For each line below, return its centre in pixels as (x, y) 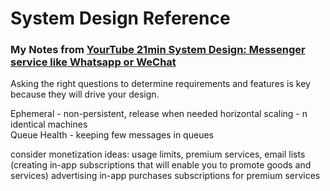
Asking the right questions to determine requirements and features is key (160, 84)
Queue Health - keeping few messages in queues (112, 135)
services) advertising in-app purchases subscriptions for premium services (165, 176)
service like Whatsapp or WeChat (93, 62)
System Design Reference (120, 18)
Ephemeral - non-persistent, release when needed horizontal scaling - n (159, 114)
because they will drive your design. (85, 94)
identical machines (49, 124)
